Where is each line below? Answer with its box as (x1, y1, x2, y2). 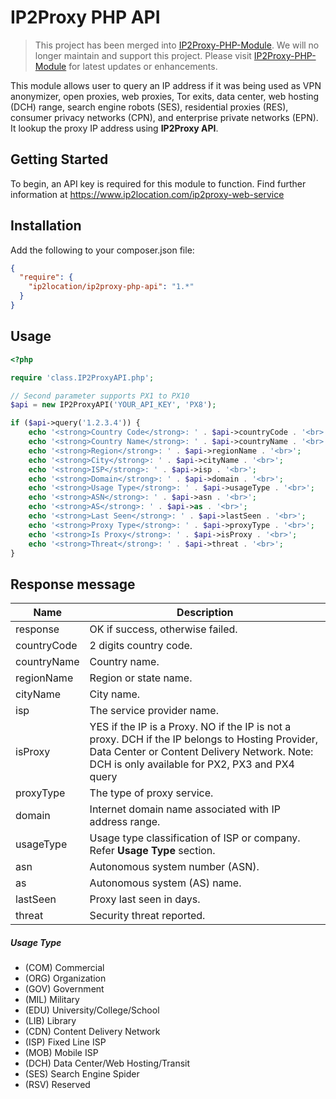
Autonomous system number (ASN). (89, 860, 260, 874)
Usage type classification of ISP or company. (89, 831, 301, 845)
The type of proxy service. (89, 786, 214, 800)
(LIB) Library (24, 1015, 77, 1027)
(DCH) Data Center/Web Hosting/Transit (24, 1057, 191, 1070)
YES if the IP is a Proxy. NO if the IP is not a (89, 720, 292, 734)
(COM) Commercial (24, 962, 105, 974)
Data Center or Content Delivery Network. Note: (89, 745, 314, 759)
